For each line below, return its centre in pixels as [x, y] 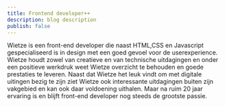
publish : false [29, 26]
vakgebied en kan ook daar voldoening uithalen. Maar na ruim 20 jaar [105, 89]
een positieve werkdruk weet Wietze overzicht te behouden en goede [105, 67]
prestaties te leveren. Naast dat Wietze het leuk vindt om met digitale [105, 74]
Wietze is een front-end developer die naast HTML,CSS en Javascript [105, 46]
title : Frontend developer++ [49, 13]
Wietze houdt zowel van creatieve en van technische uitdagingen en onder [113, 60]
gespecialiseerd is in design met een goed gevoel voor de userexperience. [113, 52]
